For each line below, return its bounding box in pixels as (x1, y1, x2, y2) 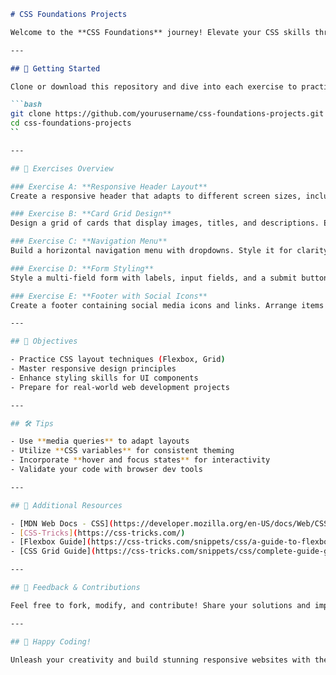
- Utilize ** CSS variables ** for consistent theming (10, 446, 235, 456)
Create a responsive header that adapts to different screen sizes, (10, 191, 302, 201)
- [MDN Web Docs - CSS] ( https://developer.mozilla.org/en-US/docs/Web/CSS (10, 518, 329, 529)
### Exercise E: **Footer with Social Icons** (10, 291, 208, 301)
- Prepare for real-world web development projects (10, 382, 230, 392)
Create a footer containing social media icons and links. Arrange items (10, 300, 325, 310)
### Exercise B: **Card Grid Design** (10, 209, 172, 219)
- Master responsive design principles (10, 364, 177, 374)
